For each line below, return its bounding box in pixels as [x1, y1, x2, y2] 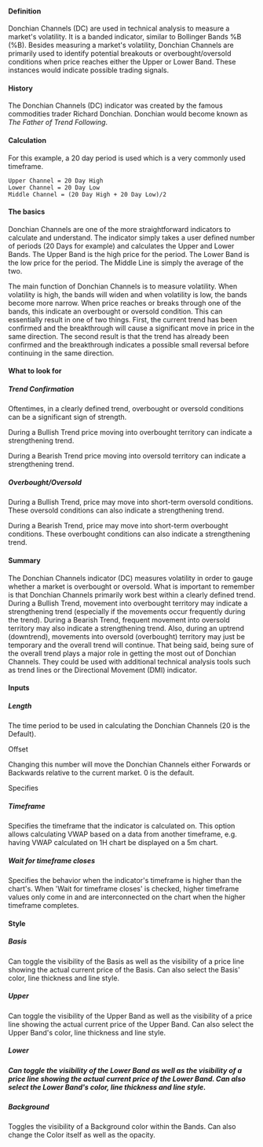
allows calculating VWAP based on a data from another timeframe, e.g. [8, 829, 237, 839]
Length [8, 700, 32, 711]
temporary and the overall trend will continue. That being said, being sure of [8, 640, 254, 649]
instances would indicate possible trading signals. [8, 65, 170, 75]
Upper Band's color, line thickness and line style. [8, 1028, 166, 1037]
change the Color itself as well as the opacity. [8, 1130, 155, 1140]
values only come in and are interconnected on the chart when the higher [8, 892, 246, 902]
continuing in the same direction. [8, 348, 115, 358]
